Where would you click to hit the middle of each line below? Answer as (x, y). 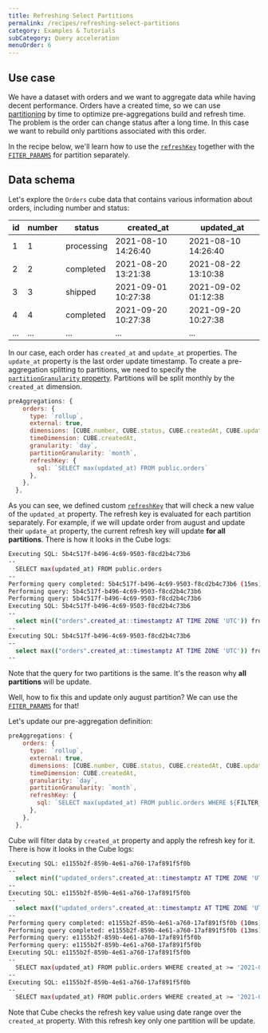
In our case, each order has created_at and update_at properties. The (123, 352)
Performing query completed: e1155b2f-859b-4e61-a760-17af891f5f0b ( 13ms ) (135, 930)
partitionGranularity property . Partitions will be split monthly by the (122, 378)
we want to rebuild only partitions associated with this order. (107, 131)
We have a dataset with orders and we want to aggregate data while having (132, 97)
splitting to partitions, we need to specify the (123, 369)
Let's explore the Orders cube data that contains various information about (130, 199)
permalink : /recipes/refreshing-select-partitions (94, 23)
